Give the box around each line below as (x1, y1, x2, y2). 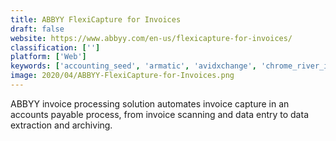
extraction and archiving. (10, 119, 113, 131)
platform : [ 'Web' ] (10, 52, 87, 62)
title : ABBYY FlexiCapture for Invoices (10, 14, 182, 25)
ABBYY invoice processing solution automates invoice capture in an (10, 97, 290, 110)
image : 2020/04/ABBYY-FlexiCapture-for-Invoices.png (10, 71, 235, 81)
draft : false (10, 24, 65, 34)
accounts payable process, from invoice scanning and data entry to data (10, 108, 309, 120)
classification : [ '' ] (10, 42, 101, 53)
